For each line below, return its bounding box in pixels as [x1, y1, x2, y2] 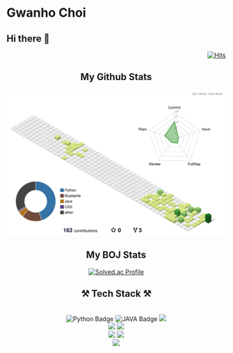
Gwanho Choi [6, 5, 86, 21]
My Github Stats [80, 71, 152, 83]
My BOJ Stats [86, 249, 147, 261]
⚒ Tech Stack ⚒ [81, 288, 152, 300]
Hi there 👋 [6, 33, 50, 45]
